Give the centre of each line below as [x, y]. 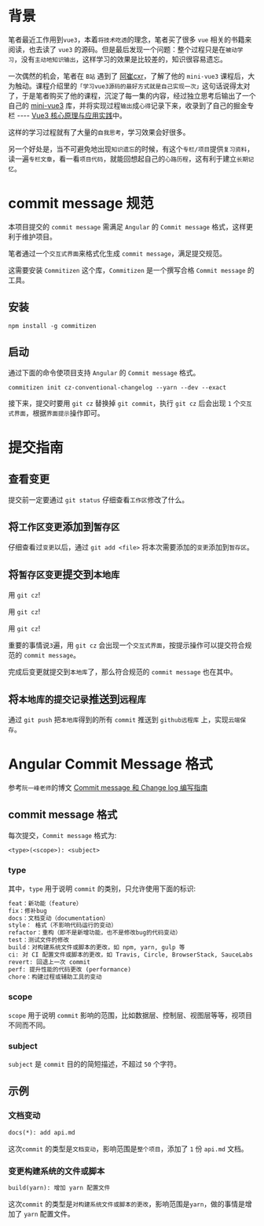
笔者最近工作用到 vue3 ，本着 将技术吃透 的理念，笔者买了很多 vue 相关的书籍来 [130, 39]
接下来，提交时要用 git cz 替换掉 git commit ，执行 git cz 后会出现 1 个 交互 [130, 403]
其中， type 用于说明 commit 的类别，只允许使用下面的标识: [102, 889]
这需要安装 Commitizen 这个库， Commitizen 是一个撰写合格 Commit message [127, 270]
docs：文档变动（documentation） [59, 918]
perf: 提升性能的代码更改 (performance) [70, 969]
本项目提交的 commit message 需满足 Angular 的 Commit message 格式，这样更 [131, 226]
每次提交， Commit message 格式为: [62, 835]
